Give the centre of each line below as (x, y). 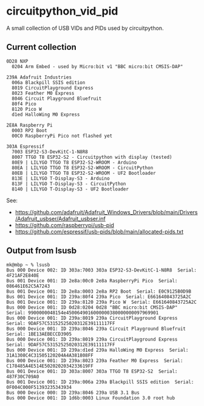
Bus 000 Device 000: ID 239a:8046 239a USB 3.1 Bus (73, 393)
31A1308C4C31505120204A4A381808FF (50, 355)
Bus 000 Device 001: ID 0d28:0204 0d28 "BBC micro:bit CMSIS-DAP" (92, 307)
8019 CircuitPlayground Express (53, 88)
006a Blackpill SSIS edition (49, 82)
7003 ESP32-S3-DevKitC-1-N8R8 (50, 152)
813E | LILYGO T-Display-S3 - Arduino (61, 178)
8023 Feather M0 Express (43, 93)
